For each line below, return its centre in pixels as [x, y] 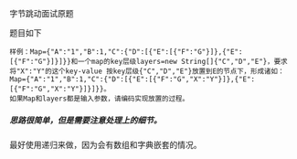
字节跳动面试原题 [42, 13]
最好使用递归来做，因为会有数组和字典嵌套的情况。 [106, 144]
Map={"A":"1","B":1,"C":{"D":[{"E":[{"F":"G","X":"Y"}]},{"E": [133, 79]
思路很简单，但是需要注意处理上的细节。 [85, 120]
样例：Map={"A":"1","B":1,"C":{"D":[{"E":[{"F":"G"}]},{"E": [126, 52]
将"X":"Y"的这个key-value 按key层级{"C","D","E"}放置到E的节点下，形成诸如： [147, 71]
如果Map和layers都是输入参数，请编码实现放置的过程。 [100, 99]
